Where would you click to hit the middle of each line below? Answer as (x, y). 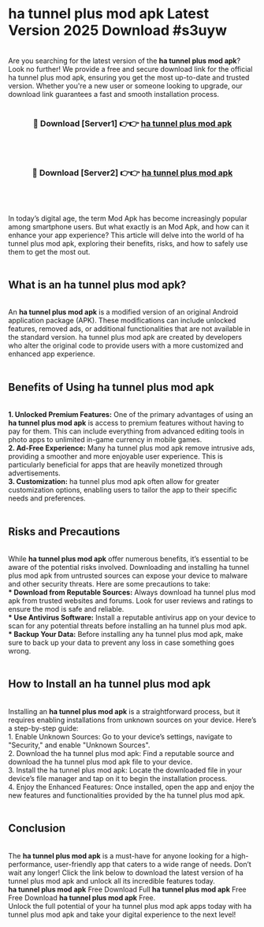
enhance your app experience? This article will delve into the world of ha (126, 235)
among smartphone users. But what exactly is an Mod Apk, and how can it (129, 226)
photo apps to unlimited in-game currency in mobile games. (105, 440)
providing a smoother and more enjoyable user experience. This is (115, 456)
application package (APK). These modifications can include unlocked (122, 321)
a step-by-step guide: (43, 728)
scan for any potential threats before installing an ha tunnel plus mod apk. (128, 625)
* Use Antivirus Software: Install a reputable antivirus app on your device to (132, 617)
